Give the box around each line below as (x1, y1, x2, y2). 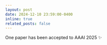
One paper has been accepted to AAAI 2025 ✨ (5, 35, 102, 41)
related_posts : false (5, 21, 51, 26)
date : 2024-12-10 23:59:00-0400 (5, 12, 73, 17)
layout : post (5, 7, 33, 12)
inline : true (5, 16, 33, 21)
